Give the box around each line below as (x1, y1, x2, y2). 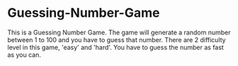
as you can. (7, 51, 41, 59)
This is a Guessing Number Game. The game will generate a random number (7, 28, 231, 37)
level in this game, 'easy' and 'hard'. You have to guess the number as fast (7, 43, 225, 51)
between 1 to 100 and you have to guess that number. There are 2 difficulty (7, 35, 226, 44)
